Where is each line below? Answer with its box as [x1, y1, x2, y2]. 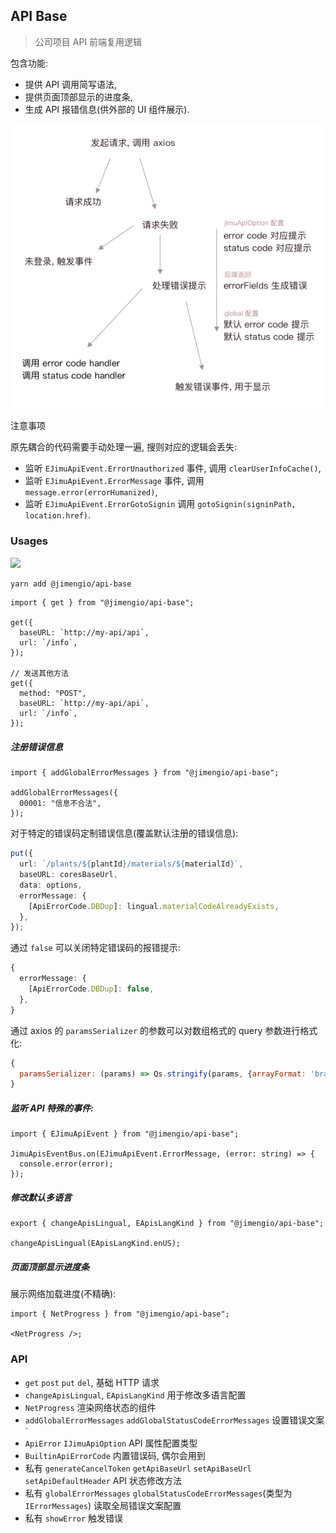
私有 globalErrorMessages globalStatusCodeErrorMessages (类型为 [24, 1487, 293, 1499]
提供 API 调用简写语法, [24, 78, 118, 90]
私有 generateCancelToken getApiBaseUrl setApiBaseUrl [24, 1462, 252, 1474]
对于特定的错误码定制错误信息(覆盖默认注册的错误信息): [10, 827, 239, 839]
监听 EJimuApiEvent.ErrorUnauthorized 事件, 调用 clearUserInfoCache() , [24, 462, 322, 474]
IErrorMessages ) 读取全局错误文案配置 [24, 1499, 182, 1511]
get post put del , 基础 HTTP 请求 [24, 1376, 160, 1388]
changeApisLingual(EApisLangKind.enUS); [10, 1239, 182, 1249]
